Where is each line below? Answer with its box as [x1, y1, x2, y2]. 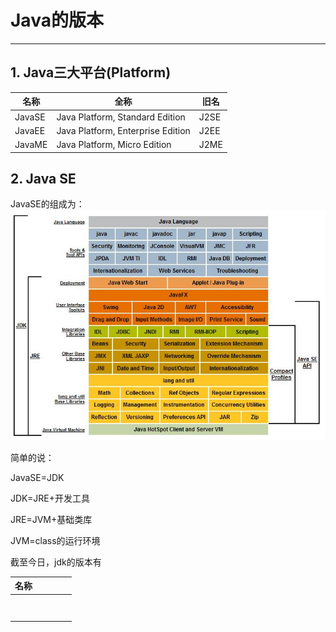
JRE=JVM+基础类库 [10, 513, 93, 525]
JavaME [14, 139, 48, 150]
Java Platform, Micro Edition [56, 139, 172, 150]
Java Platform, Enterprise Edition [56, 124, 191, 136]
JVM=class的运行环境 [10, 534, 101, 546]
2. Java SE [10, 170, 77, 187]
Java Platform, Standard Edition [56, 111, 186, 123]
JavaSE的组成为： [10, 198, 85, 210]
